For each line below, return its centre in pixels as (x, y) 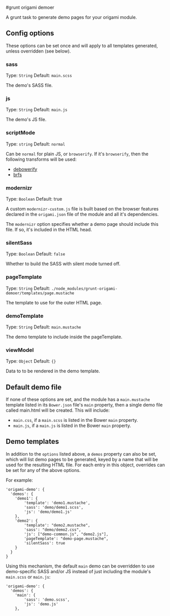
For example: (20, 480)
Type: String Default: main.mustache (44, 327)
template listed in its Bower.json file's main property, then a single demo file (84, 405)
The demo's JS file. (26, 120)
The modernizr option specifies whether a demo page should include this (82, 224)
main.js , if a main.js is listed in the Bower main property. (72, 425)
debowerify (25, 169)
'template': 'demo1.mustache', (57, 503)
